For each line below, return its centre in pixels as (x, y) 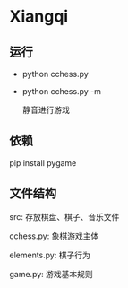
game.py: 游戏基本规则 (51, 274)
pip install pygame (43, 162)
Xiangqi (39, 17)
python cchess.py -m (61, 91)
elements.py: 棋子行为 (50, 255)
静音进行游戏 (46, 110)
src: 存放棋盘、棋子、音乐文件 (64, 216)
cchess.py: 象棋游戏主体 (54, 236)
